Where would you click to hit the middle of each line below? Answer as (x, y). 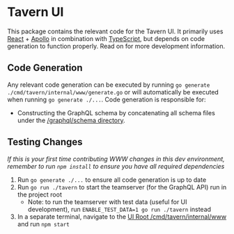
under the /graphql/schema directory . (71, 120)
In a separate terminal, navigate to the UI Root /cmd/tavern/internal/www (122, 217)
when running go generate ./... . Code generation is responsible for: (107, 99)
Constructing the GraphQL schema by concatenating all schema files (116, 112)
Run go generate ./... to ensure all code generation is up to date (112, 179)
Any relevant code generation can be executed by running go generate (109, 85)
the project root (40, 194)
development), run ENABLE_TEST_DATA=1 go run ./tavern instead (119, 209)
